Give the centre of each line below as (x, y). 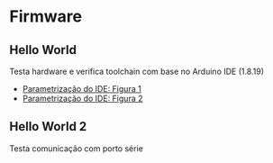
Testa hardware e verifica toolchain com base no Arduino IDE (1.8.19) (136, 71)
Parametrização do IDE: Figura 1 (82, 89)
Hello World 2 (48, 127)
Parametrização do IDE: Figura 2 (82, 98)
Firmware (46, 17)
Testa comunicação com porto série (77, 148)
